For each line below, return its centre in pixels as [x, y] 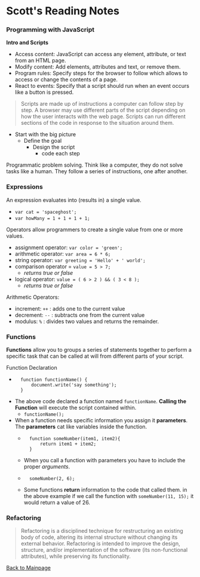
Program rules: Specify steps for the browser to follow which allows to [101, 73]
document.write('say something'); [74, 385]
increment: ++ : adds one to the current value [70, 308]
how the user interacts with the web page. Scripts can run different [103, 116]
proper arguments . [47, 466]
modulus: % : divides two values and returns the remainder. [87, 321]
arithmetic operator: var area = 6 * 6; [63, 254]
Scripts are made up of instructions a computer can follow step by [102, 104]
